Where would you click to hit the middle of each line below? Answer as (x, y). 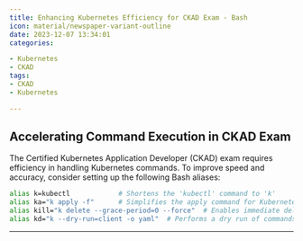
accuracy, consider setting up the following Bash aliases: (115, 177)
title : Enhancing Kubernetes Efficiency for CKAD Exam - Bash (129, 18)
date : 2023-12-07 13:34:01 (60, 34)
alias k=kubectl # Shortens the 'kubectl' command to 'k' (143, 194)
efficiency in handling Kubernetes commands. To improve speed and (137, 168)
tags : (19, 76)
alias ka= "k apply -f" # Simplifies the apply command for (133, 202)
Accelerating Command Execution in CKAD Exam (150, 137)
